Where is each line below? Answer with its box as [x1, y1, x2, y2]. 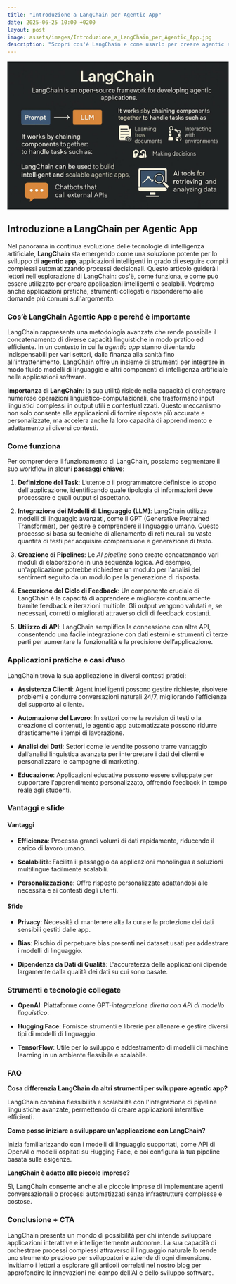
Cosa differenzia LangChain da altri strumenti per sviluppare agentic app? [7, 1084, 228, 1093]
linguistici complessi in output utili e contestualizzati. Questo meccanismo [7, 401, 221, 410]
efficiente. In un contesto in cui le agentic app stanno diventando [7, 342, 196, 351]
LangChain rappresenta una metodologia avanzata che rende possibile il [7, 327, 217, 336]
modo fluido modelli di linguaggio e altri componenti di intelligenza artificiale [7, 365, 228, 373]
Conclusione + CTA [7, 1215, 75, 1225]
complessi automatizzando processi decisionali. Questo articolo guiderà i [7, 264, 219, 272]
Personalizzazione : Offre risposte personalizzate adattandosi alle [17, 879, 209, 887]
